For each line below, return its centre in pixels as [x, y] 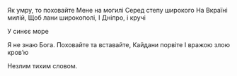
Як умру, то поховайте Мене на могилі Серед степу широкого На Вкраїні [117, 10]
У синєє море [28, 31]
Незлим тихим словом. [42, 66]
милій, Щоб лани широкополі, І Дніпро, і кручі [77, 18]
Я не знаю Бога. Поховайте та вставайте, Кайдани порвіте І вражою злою [118, 45]
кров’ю [18, 52]
